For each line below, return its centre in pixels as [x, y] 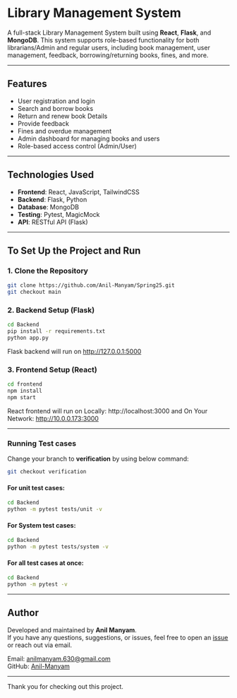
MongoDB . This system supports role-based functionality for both [103, 40]
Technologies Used [50, 175]
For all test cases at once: [46, 562]
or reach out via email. [40, 645]
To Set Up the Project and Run [74, 250]
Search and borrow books [55, 108]
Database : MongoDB [48, 207]
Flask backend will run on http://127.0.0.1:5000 [74, 351]
